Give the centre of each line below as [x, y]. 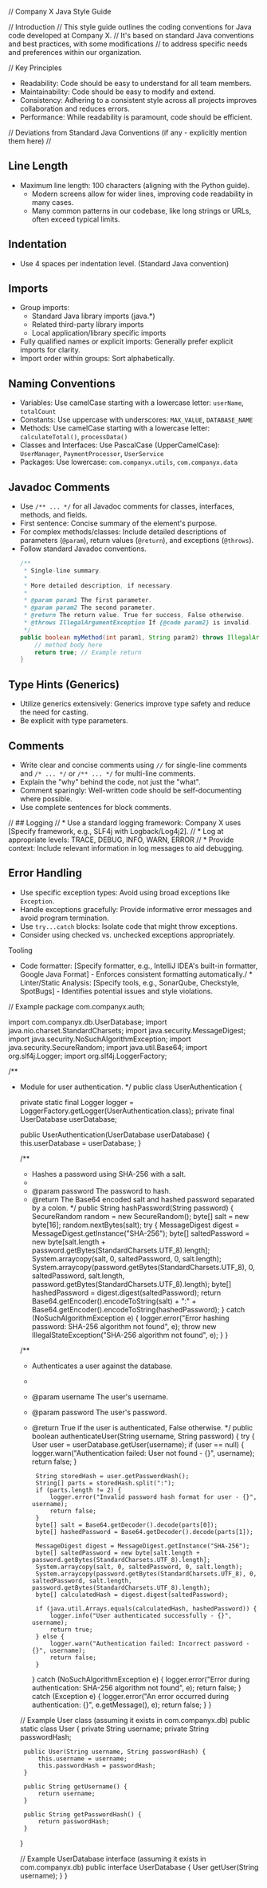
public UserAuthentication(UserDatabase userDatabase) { [115, 1135]
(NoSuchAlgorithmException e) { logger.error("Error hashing [130, 1318]
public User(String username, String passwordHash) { [115, 1752]
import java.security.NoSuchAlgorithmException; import [100, 1039]
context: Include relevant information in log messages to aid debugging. [126, 848]
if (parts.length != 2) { [79, 1490]
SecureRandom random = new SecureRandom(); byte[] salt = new [140, 1216]
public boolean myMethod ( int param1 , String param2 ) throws [122, 637]
